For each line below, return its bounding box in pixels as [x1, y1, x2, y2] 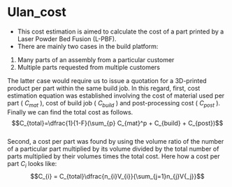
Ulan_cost [7, 4, 66, 20]
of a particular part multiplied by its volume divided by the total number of [7, 144, 219, 153]
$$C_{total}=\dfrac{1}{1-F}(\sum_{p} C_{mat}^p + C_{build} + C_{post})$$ [11, 119, 224, 127]
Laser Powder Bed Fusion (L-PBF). [17, 34, 117, 43]
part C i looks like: [7, 159, 57, 170]
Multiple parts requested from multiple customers [17, 63, 161, 71]
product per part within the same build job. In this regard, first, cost [7, 84, 201, 92]
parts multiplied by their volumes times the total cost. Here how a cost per [7, 151, 220, 160]
